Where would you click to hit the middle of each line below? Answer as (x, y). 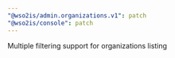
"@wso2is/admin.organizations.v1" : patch (77, 15)
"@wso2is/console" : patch (50, 23)
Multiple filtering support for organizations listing (87, 45)
